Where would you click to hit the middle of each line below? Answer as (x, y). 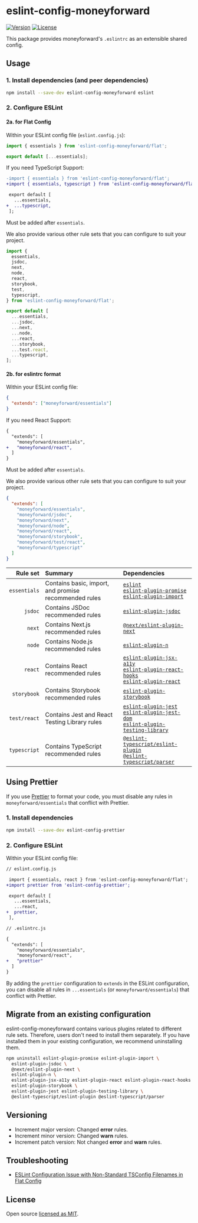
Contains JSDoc (67, 607)
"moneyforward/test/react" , (51, 542)
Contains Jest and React (79, 714)
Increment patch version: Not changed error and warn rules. (88, 1142)
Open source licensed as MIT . (42, 1214)
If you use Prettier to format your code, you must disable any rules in (89, 796)
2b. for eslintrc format (34, 374)
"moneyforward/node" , (43, 526)
